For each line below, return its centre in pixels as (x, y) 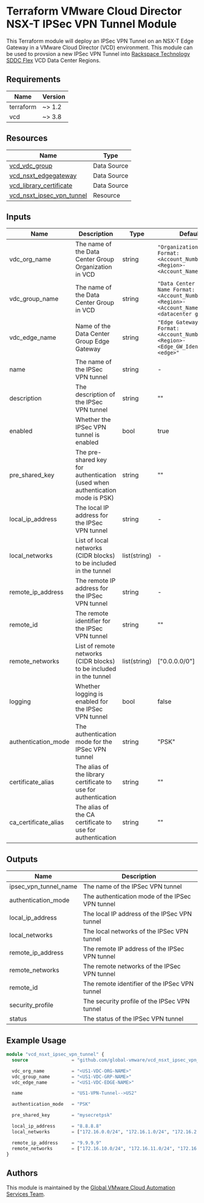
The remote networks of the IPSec (132, 967)
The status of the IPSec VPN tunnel (133, 1019)
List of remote (95, 646)
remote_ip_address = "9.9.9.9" (57, 1143)
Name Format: (176, 290)
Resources (27, 138)
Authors (22, 1173)
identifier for (93, 621)
